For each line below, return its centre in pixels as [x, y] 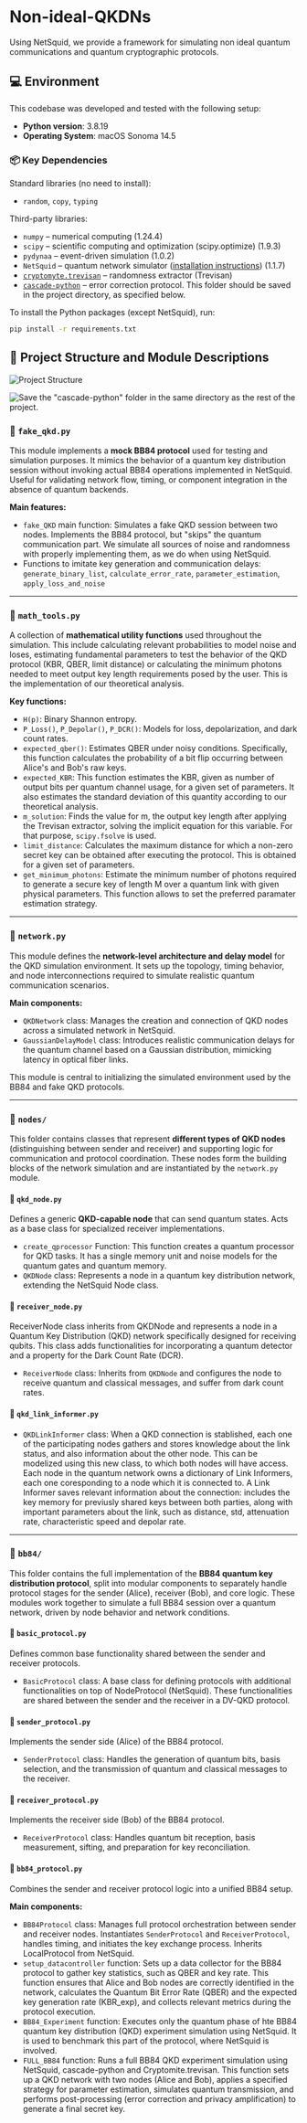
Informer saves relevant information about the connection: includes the [156, 1492]
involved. [40, 2050]
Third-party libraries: [49, 219]
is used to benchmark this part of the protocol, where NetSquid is [146, 2041]
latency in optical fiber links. [75, 1059]
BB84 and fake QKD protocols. [67, 1087]
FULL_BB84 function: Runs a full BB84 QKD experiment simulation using [155, 2060]
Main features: [38, 507]
